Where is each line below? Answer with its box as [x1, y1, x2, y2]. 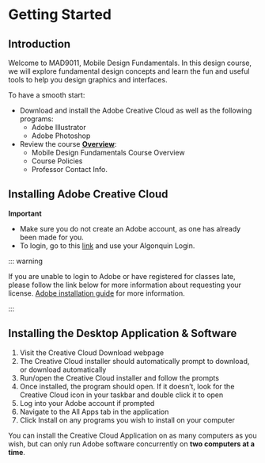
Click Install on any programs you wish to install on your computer [19, 415, 235, 425]
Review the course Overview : [19, 140, 117, 148]
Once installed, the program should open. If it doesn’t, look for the [19, 381, 235, 391]
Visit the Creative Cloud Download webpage [19, 347, 165, 358]
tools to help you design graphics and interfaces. [8, 75, 168, 84]
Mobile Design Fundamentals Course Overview [31, 148, 185, 157]
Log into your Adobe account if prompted [19, 398, 155, 408]
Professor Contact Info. [31, 165, 108, 174]
